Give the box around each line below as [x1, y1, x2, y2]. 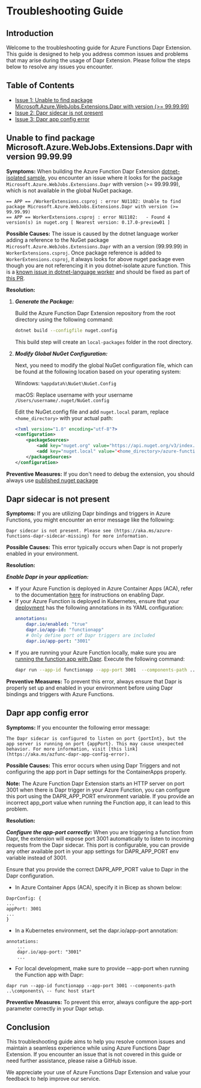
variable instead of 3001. [6, 854, 68, 861]
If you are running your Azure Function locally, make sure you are [14, 649, 176, 656]
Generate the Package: [14, 298, 74, 305]
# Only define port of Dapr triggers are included [26, 633, 155, 639]
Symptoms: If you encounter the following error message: [6, 724, 151, 731]
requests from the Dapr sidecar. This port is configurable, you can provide [6, 841, 190, 849]
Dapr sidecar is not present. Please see [6, 528, 112, 534]
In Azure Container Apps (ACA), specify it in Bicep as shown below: [14, 883, 182, 891]
